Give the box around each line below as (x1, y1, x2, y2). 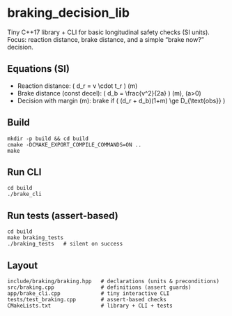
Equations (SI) (7, 63, 70, 75)
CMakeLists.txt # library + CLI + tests (7, 302, 173, 309)
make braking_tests (7, 234, 64, 241)
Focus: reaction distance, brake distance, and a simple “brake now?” (7, 35, 204, 43)
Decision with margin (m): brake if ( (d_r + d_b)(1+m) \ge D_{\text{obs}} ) (17, 96, 226, 105)
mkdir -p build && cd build (7, 135, 89, 142)
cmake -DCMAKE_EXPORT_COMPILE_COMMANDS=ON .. (7, 141, 141, 148)
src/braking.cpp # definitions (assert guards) (7, 284, 192, 291)
